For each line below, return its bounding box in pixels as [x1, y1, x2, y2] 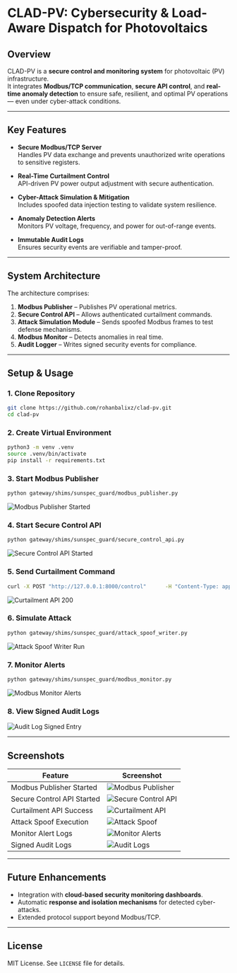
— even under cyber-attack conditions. [7, 97, 121, 105]
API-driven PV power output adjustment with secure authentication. [17, 179, 214, 188]
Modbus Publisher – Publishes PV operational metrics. [17, 302, 178, 311]
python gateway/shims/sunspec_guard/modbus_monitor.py [7, 676, 172, 683]
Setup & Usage [7, 367, 74, 379]
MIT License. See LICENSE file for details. [7, 959, 125, 967]
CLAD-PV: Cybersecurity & [7, 5, 169, 21]
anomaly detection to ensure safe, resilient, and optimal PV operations [22, 90, 229, 98]
